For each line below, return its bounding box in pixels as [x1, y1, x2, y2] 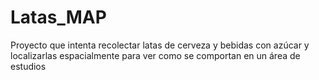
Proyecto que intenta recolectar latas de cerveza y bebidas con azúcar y [10, 39, 310, 51]
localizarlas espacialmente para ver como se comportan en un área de [10, 49, 301, 61]
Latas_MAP [10, 6, 107, 29]
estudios [10, 60, 47, 72]
